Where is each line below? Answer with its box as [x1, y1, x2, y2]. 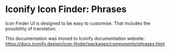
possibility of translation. [5, 25, 57, 31]
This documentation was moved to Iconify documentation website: [5, 35, 145, 41]
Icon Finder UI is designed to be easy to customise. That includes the [5, 20, 151, 26]
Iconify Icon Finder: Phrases [5, 4, 127, 15]
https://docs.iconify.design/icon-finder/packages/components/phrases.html [5, 40, 165, 46]
